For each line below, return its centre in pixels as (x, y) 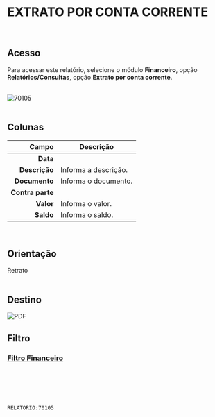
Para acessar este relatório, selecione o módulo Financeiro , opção (102, 69)
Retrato (18, 271)
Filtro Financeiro (35, 358)
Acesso (24, 53)
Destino (24, 299)
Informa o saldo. (87, 214)
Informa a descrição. (94, 169)
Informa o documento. (96, 181)
